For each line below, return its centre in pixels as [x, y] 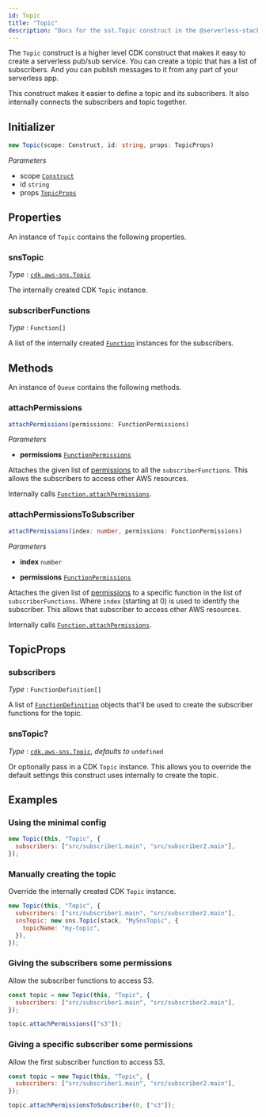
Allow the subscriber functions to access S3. [81, 980]
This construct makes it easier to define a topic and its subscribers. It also [129, 94]
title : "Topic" [33, 23]
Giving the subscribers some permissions [90, 963]
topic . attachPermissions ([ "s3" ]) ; [65, 1024]
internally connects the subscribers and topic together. [98, 102]
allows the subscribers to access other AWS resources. [98, 479]
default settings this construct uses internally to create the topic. [114, 775]
